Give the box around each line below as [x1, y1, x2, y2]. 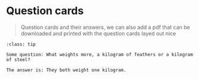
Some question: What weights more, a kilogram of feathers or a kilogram [6, 51, 194, 57]
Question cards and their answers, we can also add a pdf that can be [20, 24, 191, 31]
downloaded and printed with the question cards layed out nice [20, 29, 176, 37]
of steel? [6, 57, 31, 62]
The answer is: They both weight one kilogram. [6, 67, 127, 73]
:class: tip [6, 41, 36, 47]
